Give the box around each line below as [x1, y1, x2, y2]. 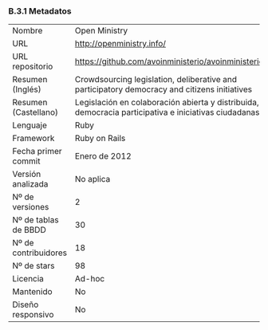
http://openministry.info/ [74, 38, 166, 49]
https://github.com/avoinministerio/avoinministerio [74, 56, 264, 67]
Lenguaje [12, 120, 48, 131]
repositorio [12, 61, 53, 73]
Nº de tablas [12, 214, 59, 226]
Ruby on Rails [74, 133, 126, 144]
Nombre [12, 26, 43, 37]
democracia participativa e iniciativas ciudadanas [74, 107, 260, 118]
